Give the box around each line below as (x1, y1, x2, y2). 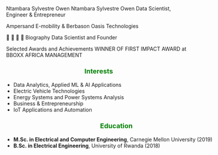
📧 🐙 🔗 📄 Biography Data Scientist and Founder (6, 34, 118, 41)
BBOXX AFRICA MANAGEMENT (6, 52, 83, 58)
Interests (84, 67, 113, 76)
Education (99, 122, 133, 130)
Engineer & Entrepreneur (6, 11, 66, 18)
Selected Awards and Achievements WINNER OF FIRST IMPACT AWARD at (6, 45, 187, 52)
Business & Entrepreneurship (14, 100, 84, 107)
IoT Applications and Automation (14, 106, 92, 113)
